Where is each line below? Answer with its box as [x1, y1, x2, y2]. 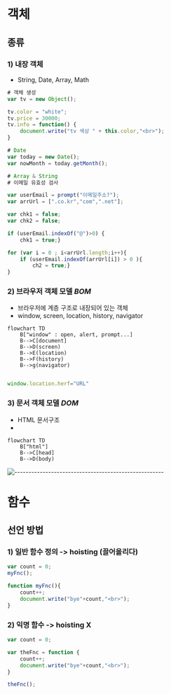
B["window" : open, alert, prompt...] [20, 331, 133, 338]
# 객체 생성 [7, 89, 36, 96]
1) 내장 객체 [7, 59, 43, 69]
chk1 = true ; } [20, 236, 61, 244]
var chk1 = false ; [7, 211, 61, 218]
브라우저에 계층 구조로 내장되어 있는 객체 [17, 304, 128, 312]
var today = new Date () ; [7, 153, 80, 160]
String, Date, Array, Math [17, 75, 90, 84]
